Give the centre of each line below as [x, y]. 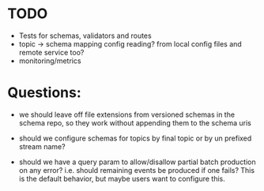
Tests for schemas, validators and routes [85, 36]
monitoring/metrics [50, 61]
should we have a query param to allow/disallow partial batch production [137, 162]
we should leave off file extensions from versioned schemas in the [126, 114]
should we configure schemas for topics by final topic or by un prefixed [135, 138]
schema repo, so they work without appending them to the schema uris [135, 122]
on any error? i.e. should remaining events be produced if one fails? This [136, 170]
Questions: [45, 93]
